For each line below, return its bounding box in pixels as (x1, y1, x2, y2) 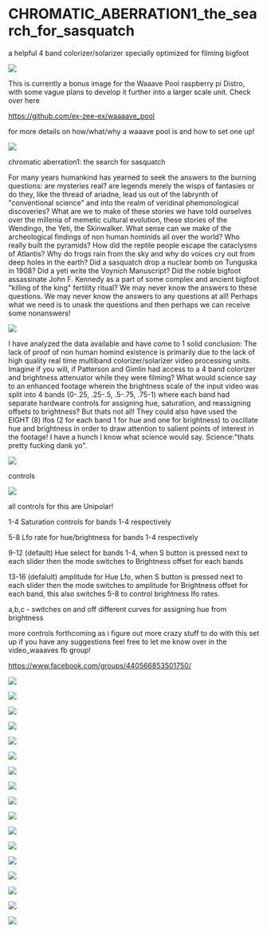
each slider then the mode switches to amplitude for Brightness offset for (8, 580, 249, 590)
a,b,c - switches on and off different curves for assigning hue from (8, 604, 227, 613)
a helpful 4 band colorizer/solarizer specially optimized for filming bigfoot (8, 48, 249, 58)
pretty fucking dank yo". (8, 440, 88, 450)
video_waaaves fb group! (8, 645, 92, 655)
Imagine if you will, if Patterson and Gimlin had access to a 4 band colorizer (8, 364, 257, 374)
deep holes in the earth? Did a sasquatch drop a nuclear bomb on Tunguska (8, 257, 257, 267)
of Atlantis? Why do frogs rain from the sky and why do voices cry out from (8, 248, 256, 258)
